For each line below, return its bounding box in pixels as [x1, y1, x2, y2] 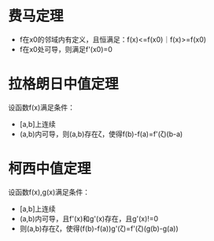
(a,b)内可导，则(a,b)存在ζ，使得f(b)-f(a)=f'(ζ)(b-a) [19, 129, 183, 139]
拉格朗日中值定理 [8, 76, 120, 93]
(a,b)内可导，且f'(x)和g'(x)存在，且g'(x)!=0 [19, 213, 159, 223]
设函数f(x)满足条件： [8, 102, 76, 112]
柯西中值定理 [8, 160, 92, 178]
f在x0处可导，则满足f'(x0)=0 [19, 44, 113, 54]
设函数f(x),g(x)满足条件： [8, 187, 90, 197]
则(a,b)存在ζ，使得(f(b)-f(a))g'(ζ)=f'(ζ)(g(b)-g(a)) [19, 224, 179, 233]
